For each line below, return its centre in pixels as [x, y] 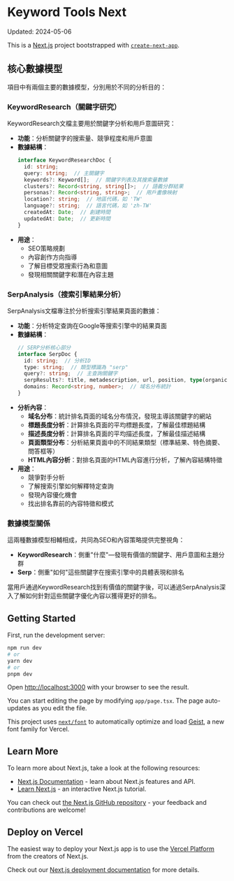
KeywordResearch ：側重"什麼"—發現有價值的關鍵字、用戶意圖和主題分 [121, 555]
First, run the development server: [56, 635]
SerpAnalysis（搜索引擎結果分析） [66, 294]
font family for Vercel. [38, 729]
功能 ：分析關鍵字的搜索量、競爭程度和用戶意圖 [85, 138]
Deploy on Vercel [45, 832]
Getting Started [42, 618]
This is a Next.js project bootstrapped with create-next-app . [94, 45]
